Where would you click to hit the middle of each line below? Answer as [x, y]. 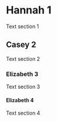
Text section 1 [23, 26]
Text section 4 [23, 113]
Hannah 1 [29, 10]
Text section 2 [23, 58]
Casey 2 [21, 45]
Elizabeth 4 [20, 100]
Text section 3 [23, 87]
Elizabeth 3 [22, 74]
